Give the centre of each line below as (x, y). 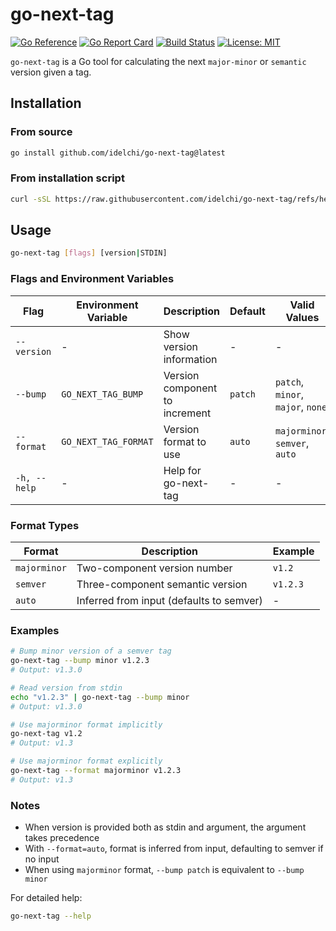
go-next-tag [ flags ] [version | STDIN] (89, 253)
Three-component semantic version (162, 584)
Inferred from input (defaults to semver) (169, 600)
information (190, 359)
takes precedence (62, 838)
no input (42, 859)
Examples (35, 630)
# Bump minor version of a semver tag (91, 651)
